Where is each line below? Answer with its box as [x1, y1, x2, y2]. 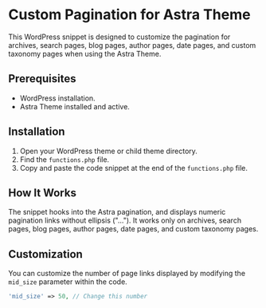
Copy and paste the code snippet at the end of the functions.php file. [19, 163, 248, 172]
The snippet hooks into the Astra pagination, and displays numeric [8, 207, 226, 217]
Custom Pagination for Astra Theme [8, 6, 251, 24]
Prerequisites [8, 72, 76, 85]
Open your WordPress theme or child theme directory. [19, 146, 198, 156]
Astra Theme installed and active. [19, 101, 130, 111]
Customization [8, 247, 84, 261]
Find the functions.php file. [19, 154, 110, 164]
